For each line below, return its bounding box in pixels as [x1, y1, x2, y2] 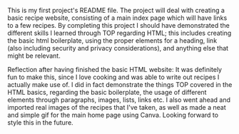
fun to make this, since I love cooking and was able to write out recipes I [7, 73, 220, 81]
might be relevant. [7, 51, 61, 60]
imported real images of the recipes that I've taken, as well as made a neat [7, 103, 226, 111]
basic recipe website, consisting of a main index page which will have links [7, 14, 228, 22]
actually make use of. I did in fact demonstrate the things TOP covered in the [7, 81, 233, 88]
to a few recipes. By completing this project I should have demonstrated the [7, 21, 230, 29]
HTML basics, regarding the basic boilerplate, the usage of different [7, 88, 207, 96]
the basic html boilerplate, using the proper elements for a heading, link [7, 36, 218, 45]
